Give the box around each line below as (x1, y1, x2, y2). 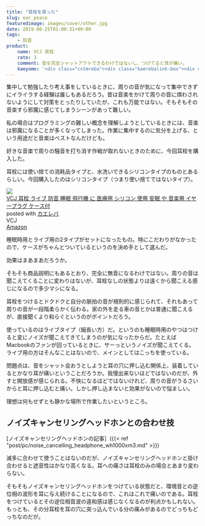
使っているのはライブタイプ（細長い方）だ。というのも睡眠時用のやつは (6, 326, 188, 334)
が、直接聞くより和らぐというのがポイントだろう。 (6, 313, 134, 321)
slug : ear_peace (6, 15, 48, 21)
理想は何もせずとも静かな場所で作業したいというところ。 (6, 398, 151, 405)
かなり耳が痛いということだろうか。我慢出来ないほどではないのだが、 (16, 370, 193, 377)
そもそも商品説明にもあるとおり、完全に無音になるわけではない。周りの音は (6, 269, 199, 277)
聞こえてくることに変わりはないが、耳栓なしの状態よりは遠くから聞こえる (6, 277, 193, 285)
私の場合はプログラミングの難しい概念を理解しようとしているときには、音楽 (6, 119, 199, 126)
